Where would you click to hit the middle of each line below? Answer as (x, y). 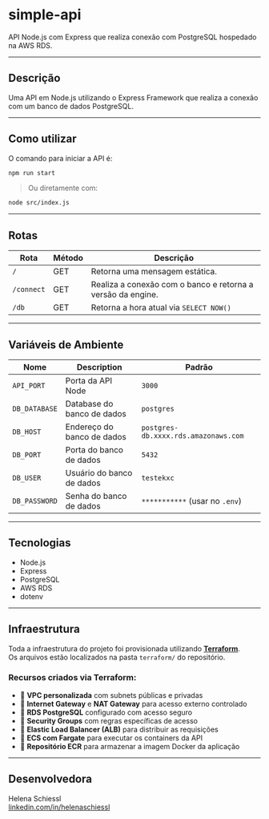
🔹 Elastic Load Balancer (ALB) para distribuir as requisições (119, 729)
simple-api (45, 15)
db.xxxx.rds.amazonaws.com (193, 436)
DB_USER (27, 478)
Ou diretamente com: (63, 188)
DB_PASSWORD (35, 501)
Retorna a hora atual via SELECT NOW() (161, 308)
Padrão (199, 367)
